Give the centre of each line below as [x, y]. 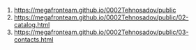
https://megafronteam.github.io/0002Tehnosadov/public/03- [101, 32]
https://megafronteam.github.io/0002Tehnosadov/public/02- [101, 17]
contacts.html [33, 40]
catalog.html [32, 25]
